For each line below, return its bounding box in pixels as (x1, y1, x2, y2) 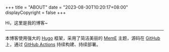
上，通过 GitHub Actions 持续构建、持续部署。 (5, 41, 101, 47)
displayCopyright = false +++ (5, 9, 66, 15)
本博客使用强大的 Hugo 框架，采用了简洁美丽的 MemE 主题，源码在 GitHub (5, 35, 160, 41)
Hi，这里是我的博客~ (5, 20, 48, 25)
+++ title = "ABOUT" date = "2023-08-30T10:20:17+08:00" (5, 4, 128, 10)
